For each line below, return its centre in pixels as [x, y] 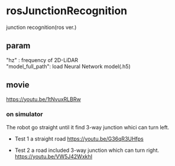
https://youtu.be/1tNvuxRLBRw [43, 99]
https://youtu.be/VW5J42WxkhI [54, 156]
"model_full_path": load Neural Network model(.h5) [69, 66]
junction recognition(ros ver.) [41, 27]
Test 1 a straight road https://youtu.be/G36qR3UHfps [79, 139]
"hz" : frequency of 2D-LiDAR [42, 60]
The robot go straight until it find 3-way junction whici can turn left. [88, 127]
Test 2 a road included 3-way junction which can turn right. [87, 150]
